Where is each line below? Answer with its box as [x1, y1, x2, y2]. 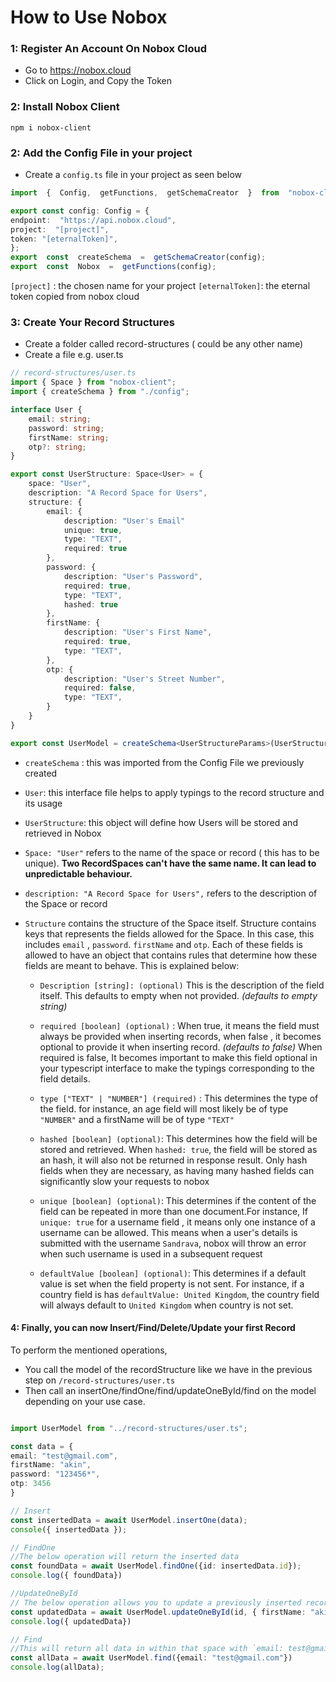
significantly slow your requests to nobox [39, 1175, 210, 1187]
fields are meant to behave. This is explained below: [24, 959, 240, 971]
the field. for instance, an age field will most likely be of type [39, 1102, 289, 1115]
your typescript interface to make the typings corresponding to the [39, 1062, 315, 1074]
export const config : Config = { [10, 206, 150, 216]
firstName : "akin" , [10, 1460, 92, 1470]
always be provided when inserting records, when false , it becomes [39, 1030, 322, 1042]
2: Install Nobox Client [10, 100, 120, 114]
